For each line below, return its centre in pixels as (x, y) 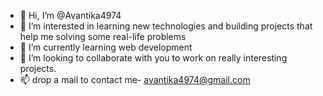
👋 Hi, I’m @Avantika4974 (70, 15)
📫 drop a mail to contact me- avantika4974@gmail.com (135, 79)
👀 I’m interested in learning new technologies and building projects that (166, 26)
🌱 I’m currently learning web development (106, 47)
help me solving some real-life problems (103, 36)
